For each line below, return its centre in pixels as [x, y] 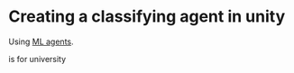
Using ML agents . [41, 41]
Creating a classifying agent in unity [147, 17]
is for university [37, 59]
